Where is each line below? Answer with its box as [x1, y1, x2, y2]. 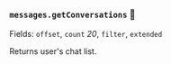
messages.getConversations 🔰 [9, 8, 136, 21]
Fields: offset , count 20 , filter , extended [9, 29, 163, 40]
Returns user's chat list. [9, 46, 97, 57]
